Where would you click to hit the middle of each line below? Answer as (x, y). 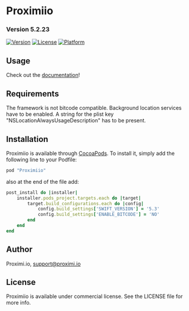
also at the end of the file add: (43, 182)
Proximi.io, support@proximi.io (43, 264)
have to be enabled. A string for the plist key (60, 114)
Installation (27, 139)
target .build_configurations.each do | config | (86, 203)
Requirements (32, 94)
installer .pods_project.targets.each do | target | (79, 198)
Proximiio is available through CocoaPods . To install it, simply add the (91, 153)
